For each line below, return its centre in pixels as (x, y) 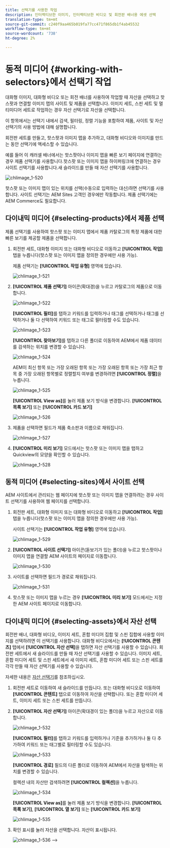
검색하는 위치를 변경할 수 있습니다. (52, 347)
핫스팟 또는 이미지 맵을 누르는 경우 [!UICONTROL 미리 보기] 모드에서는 (83, 597)
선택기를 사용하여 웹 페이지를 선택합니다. (50, 501)
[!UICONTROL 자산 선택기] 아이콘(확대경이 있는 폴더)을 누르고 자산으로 (83, 711)
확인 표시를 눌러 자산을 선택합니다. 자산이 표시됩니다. (65, 830)
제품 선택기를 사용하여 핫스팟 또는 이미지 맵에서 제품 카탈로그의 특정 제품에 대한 (84, 231)
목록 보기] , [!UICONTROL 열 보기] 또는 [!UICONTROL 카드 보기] (77, 809)
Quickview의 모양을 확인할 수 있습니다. (51, 454)
